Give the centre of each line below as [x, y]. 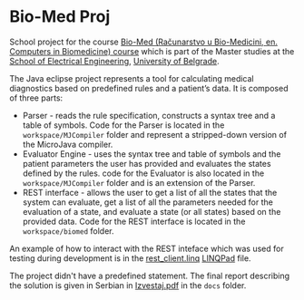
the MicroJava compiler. [68, 144]
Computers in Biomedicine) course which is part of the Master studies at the [152, 51]
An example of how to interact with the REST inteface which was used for [147, 248]
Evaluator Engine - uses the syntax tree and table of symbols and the [152, 154]
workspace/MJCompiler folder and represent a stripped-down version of [155, 134]
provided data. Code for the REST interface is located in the [134, 221]
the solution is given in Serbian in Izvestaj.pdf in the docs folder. [128, 285]
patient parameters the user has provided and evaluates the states [147, 163]
